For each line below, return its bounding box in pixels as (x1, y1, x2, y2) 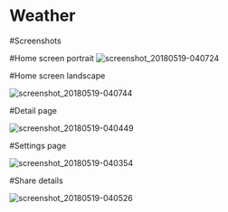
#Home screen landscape (9, 69, 106, 81)
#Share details (9, 175, 63, 186)
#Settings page (9, 140, 67, 151)
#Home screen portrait (9, 52, 95, 63)
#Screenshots (9, 35, 62, 46)
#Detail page (9, 105, 57, 115)
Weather (9, 5, 76, 26)
